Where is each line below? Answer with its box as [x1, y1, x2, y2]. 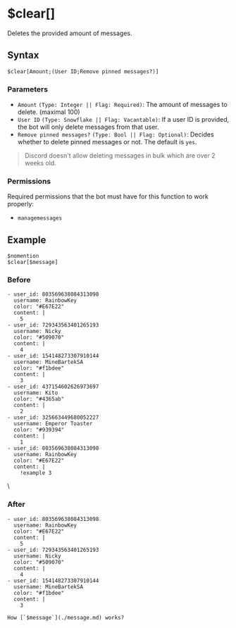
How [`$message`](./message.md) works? [7, 614, 125, 621]
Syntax [7, 49, 39, 61]
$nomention [7, 253, 39, 260]
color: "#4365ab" [13, 396, 65, 403]
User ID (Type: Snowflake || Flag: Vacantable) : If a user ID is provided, [17, 115, 230, 124]
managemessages [17, 215, 63, 222]
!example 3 [20, 470, 52, 477]
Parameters [7, 84, 48, 94]
